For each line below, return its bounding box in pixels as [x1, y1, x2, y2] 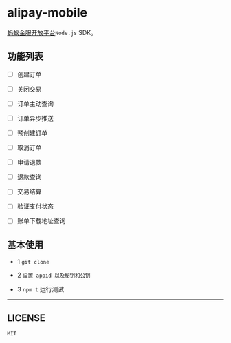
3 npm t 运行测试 [16, 285, 65, 293]
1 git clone [16, 258, 49, 266]
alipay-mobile [7, 5, 88, 21]
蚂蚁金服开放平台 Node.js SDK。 [7, 28, 98, 37]
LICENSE [7, 312, 46, 324]
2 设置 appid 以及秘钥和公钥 [16, 271, 91, 280]
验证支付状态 [16, 202, 54, 211]
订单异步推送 [16, 114, 54, 122]
